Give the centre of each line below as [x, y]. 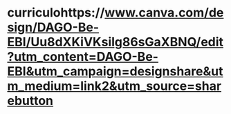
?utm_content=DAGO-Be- [83, 57]
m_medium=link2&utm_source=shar [114, 86]
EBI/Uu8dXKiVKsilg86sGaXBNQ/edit [115, 42]
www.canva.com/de [164, 13]
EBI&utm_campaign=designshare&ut [115, 72]
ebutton [30, 101]
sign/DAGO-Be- [53, 27]
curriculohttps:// [56, 13]
